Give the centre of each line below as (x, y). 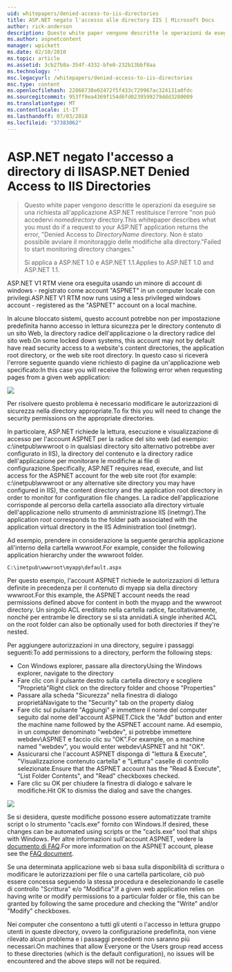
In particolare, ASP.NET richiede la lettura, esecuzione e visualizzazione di (113, 431)
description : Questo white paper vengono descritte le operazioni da (109, 33)
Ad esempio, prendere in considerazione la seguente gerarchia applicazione (116, 541)
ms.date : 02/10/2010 (37, 52)
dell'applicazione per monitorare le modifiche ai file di (84, 461)
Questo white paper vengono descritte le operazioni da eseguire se (120, 205)
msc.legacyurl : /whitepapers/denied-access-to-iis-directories (100, 78)
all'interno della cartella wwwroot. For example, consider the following (106, 548)
